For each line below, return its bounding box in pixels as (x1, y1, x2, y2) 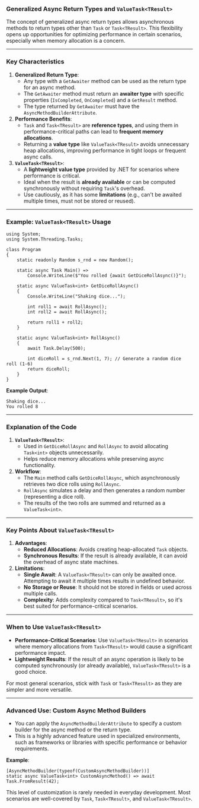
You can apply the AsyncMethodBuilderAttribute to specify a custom (14, 720, 182, 727)
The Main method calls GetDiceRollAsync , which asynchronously (23, 474, 180, 481)
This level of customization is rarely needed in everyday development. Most (6, 789, 191, 796)
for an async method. (23, 84, 76, 91)
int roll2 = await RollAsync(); (27, 309, 108, 315)
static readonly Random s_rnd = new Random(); (17, 257, 134, 263)
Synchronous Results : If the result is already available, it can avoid (23, 552, 188, 559)
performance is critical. (23, 172, 81, 179)
